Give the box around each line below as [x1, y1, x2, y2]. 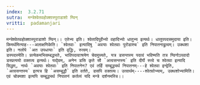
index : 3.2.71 [6, 8, 45, 15]
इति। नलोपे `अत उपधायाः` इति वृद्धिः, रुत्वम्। [6, 47, 91, 53]
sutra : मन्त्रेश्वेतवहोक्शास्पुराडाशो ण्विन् [6, 14, 78, 20]
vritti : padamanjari [6, 20, 61, 26]
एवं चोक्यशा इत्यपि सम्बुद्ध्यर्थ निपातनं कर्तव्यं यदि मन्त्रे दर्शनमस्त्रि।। [6, 74, 124, 80]
